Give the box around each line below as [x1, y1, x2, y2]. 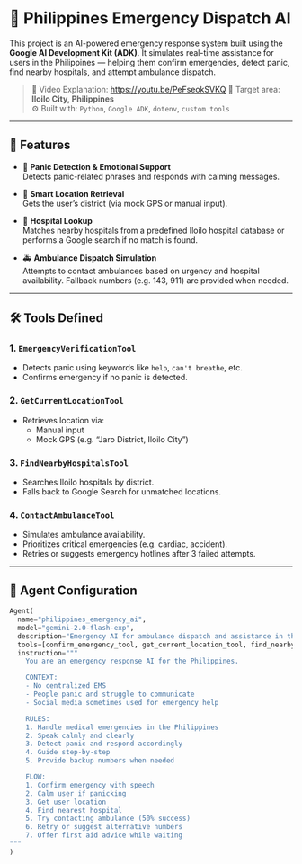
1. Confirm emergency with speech [25, 780, 155, 789]
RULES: [25, 714, 50, 723]
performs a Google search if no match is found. [22, 234, 199, 245]
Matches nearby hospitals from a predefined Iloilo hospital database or [22, 225, 285, 236]
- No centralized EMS [25, 681, 106, 690]
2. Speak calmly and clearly [25, 731, 135, 740]
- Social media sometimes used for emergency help [25, 698, 219, 707]
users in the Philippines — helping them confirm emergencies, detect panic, [9, 57, 290, 67]
